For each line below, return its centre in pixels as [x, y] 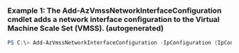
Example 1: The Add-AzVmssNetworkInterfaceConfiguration [115, 11]
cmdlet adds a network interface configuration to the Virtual [114, 19]
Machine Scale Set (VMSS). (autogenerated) [86, 28]
